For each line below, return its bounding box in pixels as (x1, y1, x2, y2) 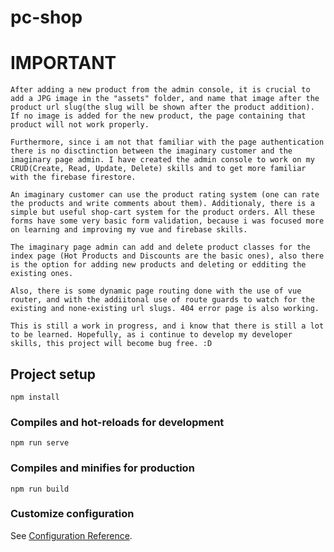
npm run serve (10, 438, 70, 448)
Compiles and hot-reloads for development (10, 415, 225, 429)
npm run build (10, 484, 70, 494)
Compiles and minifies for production (10, 461, 195, 475)
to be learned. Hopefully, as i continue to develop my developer (10, 330, 293, 340)
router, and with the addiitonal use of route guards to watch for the (10, 295, 315, 305)
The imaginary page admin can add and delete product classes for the (10, 242, 311, 253)
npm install (10, 392, 60, 402)
